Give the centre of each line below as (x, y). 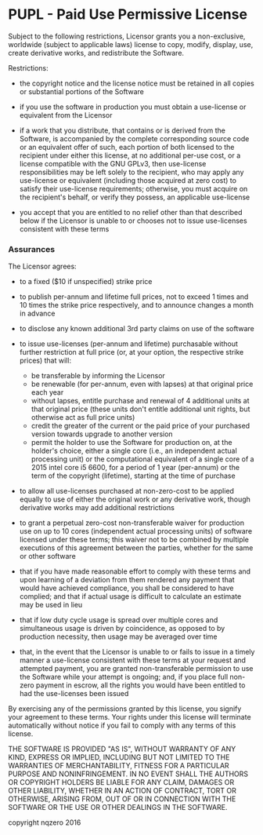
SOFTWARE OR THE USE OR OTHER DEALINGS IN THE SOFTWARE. (118, 808)
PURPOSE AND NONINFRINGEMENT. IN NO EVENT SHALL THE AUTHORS (128, 774)
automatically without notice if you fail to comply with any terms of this (122, 726)
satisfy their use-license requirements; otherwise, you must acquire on (133, 188)
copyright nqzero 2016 (45, 822)
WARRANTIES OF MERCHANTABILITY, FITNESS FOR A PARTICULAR (119, 766)
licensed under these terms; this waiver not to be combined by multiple (134, 540)
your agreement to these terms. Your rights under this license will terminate (130, 717)
